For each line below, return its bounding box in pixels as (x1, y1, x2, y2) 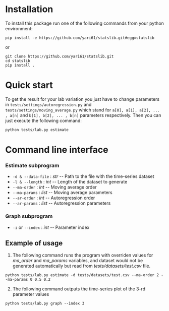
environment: (5, 25, 33, 31)
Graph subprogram (5, 213, 53, 220)
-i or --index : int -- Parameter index (12, 224, 90, 230)
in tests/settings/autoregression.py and (5, 101, 92, 107)
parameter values (12, 291, 49, 297)
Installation (5, 4, 53, 15)
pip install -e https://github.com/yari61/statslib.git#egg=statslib (5, 35, 155, 40)
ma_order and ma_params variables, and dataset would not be (12, 258, 143, 264)
